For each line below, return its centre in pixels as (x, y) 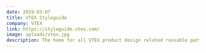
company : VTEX (25, 23)
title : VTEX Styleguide (37, 18)
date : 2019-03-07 (29, 12)
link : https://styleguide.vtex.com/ (53, 29)
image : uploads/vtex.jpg (38, 35)
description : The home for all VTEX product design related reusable (97, 40)
